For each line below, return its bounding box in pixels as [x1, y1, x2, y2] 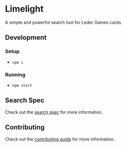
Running [5, 71, 26, 78]
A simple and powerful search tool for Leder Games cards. [5, 19, 123, 25]
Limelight [5, 3, 44, 15]
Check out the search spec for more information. [5, 109, 103, 115]
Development [5, 33, 47, 42]
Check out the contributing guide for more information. [5, 136, 115, 142]
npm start [12, 83, 33, 88]
